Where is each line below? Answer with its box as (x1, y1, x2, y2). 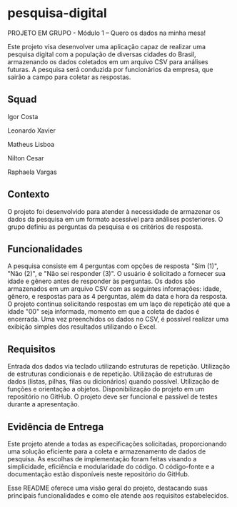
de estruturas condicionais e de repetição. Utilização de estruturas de (7, 369, 213, 379)
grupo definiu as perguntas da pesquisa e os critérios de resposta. (7, 222, 203, 231)
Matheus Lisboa (7, 140, 55, 148)
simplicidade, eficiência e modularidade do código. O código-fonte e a (7, 462, 216, 471)
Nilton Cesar (7, 153, 44, 162)
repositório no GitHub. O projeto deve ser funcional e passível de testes (7, 392, 218, 401)
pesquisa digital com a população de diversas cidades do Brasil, (7, 50, 196, 58)
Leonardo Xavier (7, 126, 56, 135)
